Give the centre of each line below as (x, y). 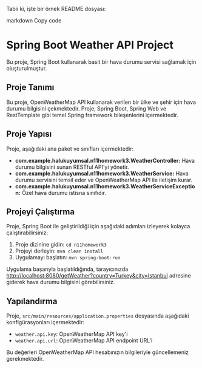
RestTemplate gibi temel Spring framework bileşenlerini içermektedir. (93, 115)
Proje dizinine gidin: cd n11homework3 (61, 245)
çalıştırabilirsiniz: (27, 233)
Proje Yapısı (29, 134)
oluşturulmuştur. (27, 68)
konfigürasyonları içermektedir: (45, 322)
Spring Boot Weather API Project (90, 45)
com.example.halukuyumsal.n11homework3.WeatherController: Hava (105, 160)
